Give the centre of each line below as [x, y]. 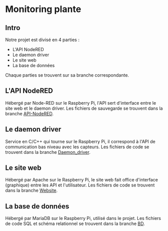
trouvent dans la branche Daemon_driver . [48, 152]
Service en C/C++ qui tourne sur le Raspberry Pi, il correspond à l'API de [80, 141]
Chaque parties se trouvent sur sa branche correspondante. [67, 75]
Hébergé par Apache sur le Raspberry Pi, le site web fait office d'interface [81, 180]
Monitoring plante [43, 9]
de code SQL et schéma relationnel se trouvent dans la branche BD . [75, 223]
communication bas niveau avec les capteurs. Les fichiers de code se [77, 147]
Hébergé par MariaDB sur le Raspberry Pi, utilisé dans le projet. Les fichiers [83, 218]
